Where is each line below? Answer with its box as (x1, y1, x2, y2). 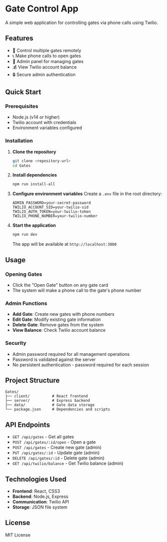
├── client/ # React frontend (5, 394, 88, 399)
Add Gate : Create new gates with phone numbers (12, 311, 115, 317)
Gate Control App (5, 3, 79, 15)
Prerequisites (5, 103, 38, 110)
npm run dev (12, 232, 37, 237)
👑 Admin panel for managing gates (12, 58, 84, 64)
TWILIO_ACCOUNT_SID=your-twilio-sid (12, 205, 89, 210)
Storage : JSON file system (12, 504, 68, 510)
